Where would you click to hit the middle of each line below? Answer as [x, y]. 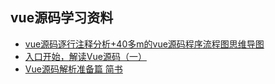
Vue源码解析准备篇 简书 [73, 69]
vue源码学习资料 [62, 18]
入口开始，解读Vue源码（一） [85, 56]
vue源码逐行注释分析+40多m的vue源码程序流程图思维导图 [144, 44]
